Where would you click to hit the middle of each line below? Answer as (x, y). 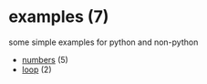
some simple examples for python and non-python (103, 42)
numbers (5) (45, 59)
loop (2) (36, 69)
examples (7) (59, 17)
